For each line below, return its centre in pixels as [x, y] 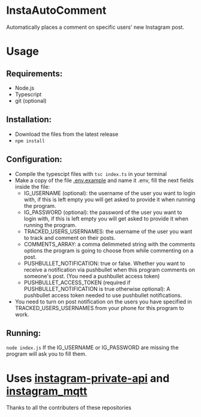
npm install [30, 141]
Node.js [25, 88]
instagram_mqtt [47, 391]
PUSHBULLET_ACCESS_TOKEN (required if [77, 282]
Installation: [29, 120]
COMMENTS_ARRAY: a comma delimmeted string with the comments [109, 244]
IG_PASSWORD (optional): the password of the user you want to [103, 212]
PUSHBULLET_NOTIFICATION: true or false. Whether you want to [104, 263]
